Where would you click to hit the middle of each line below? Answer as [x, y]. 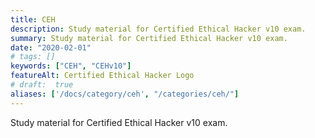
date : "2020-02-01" [51, 47]
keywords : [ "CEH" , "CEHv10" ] [71, 66]
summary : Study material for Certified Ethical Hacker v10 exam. [149, 38]
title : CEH [33, 19]
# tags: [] [33, 57]
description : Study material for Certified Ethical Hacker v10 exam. [158, 29]
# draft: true [42, 85]
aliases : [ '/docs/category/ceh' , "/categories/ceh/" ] [125, 94]
